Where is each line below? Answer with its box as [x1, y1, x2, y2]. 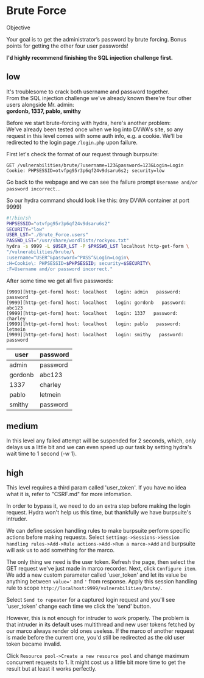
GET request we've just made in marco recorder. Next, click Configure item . [6, 565, 197, 572]
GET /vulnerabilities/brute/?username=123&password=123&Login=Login [6, 162, 184, 168]
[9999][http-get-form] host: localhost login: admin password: [6, 289, 181, 295]
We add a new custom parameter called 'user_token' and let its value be [6, 571, 188, 579]
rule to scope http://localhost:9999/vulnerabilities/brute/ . [6, 584, 163, 592]
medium [6, 420, 38, 431]
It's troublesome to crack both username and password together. [6, 88, 169, 95]
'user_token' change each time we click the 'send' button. [6, 602, 152, 610]
